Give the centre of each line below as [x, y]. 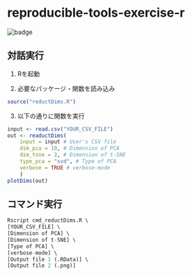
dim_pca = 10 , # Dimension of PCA [70, 148]
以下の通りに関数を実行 [51, 115]
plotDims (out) [28, 181]
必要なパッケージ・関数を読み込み [66, 88]
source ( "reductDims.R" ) [42, 102]
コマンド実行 [35, 204]
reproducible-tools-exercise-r [96, 13]
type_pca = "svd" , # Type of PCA [68, 161]
